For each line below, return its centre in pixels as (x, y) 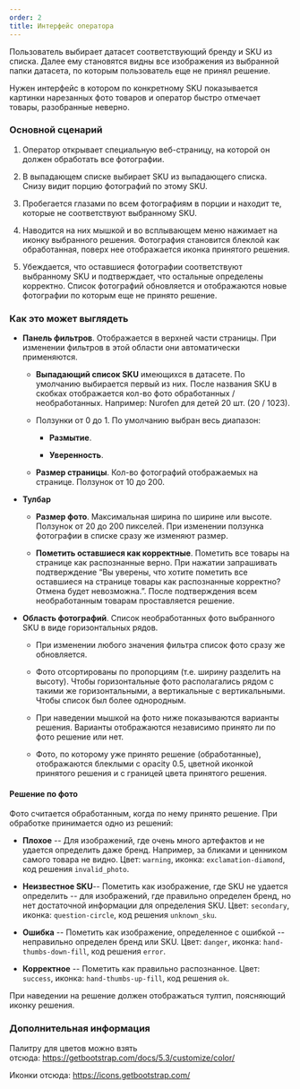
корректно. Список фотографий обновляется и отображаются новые (154, 285)
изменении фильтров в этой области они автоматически (131, 348)
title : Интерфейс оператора (62, 26)
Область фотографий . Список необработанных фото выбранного (149, 618)
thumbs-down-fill (55, 952)
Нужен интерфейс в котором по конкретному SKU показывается (133, 88)
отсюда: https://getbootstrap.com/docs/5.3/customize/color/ (122, 1058)
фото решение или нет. (79, 737)
